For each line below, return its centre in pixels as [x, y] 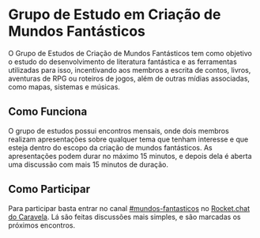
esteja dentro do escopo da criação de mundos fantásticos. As [110, 147]
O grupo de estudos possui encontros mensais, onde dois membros [119, 130]
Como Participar [49, 189]
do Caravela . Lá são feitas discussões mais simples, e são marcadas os [124, 217]
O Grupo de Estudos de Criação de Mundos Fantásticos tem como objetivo [130, 53]
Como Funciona [48, 112]
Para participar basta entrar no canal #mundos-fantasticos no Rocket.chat [129, 208]
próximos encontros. [42, 225]
